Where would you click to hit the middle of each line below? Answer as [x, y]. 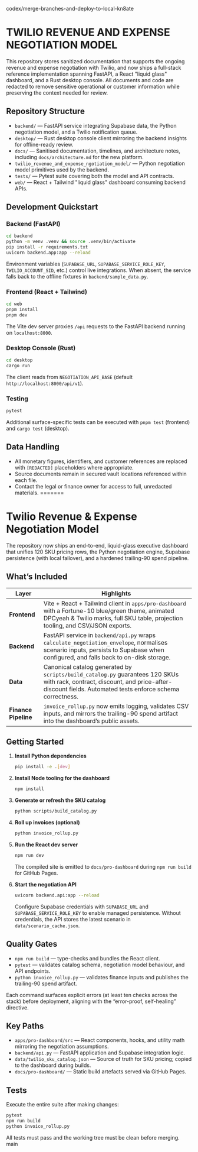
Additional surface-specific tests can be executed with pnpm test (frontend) [98, 422]
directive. [17, 1007]
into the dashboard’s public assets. [91, 721]
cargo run [18, 366]
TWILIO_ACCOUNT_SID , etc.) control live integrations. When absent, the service [99, 270]
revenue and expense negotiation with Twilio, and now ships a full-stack [94, 67]
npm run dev [29, 855]
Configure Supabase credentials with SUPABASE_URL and [82, 907]
